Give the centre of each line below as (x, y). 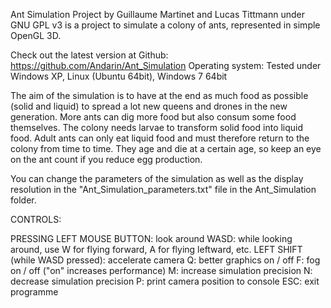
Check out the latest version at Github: (89, 55)
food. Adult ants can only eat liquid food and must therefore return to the (160, 138)
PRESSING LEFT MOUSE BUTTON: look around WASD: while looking (151, 238)
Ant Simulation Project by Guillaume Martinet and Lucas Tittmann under (157, 14)
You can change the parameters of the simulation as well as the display (157, 178)
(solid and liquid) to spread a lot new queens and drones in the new (149, 106)
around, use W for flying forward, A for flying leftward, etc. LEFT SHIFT (156, 249)
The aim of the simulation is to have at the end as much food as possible (159, 95)
